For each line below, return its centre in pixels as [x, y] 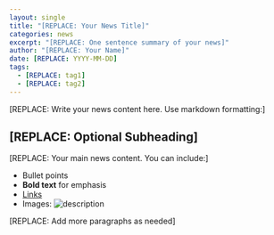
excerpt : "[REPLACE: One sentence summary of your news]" [119, 42]
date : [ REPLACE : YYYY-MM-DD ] [63, 59]
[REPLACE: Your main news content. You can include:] [109, 158]
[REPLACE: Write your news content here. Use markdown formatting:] [137, 109]
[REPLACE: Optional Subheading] [104, 138]
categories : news [42, 34]
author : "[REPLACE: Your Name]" [69, 51]
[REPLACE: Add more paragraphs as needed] [92, 221]
